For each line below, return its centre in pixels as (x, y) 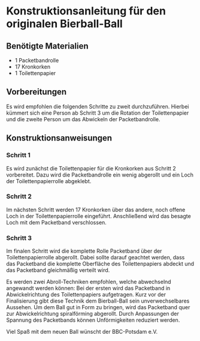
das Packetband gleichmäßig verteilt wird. (58, 270)
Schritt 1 (19, 155)
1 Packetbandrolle (37, 60)
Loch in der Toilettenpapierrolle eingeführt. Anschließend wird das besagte (99, 216)
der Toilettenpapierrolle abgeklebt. (49, 181)
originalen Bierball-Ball (64, 24)
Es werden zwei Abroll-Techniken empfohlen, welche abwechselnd (89, 282)
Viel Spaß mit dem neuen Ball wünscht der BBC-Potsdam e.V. (82, 332)
